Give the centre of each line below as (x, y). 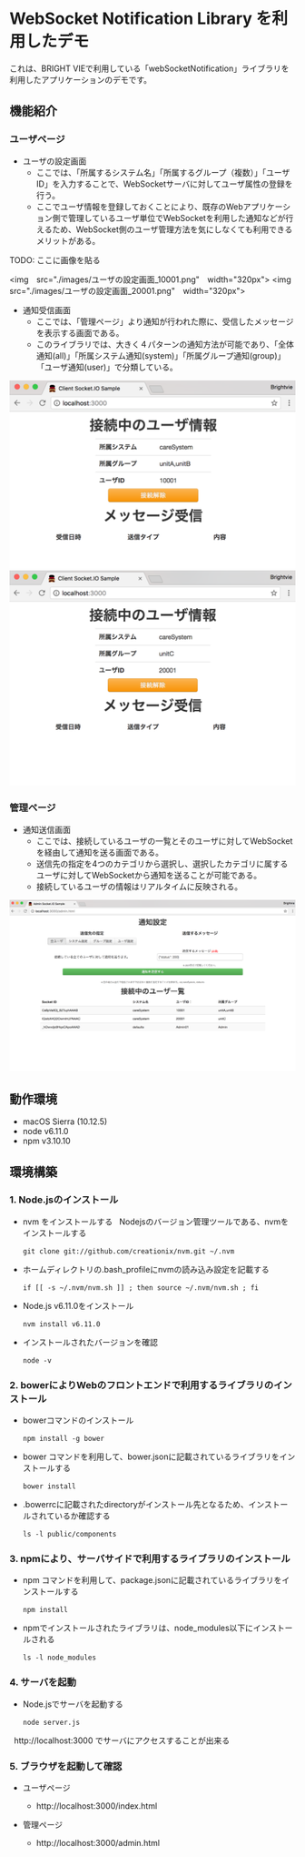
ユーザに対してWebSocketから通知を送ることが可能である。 (149, 875)
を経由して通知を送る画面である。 (100, 852)
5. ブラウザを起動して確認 (66, 1766)
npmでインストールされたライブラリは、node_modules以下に (138, 1628)
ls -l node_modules (59, 1658)
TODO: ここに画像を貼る (55, 259)
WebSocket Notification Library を (141, 19)
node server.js (51, 1722)
